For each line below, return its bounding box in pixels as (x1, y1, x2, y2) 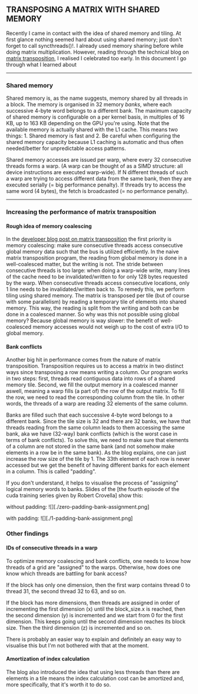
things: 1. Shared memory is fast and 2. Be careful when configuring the (6, 132, 181, 139)
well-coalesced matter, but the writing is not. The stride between (6, 261, 163, 268)
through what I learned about (6, 61, 77, 68)
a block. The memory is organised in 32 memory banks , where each (6, 101, 172, 108)
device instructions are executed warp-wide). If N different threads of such (6, 169, 189, 176)
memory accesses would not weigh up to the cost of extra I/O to (32, 323, 189, 330)
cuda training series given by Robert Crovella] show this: (6, 492, 143, 499)
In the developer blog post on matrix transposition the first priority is (6, 235, 172, 243)
